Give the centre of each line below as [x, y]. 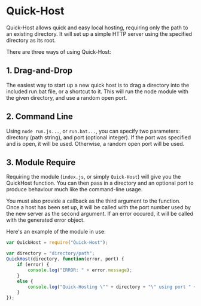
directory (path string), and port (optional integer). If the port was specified [99, 137]
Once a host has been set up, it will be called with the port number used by [99, 207]
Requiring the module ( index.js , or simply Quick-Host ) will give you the [94, 177]
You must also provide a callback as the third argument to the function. [93, 201]
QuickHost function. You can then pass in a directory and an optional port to [100, 183]
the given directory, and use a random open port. [67, 97]
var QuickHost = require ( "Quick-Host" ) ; [57, 243]
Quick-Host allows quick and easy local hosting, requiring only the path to [97, 27]
